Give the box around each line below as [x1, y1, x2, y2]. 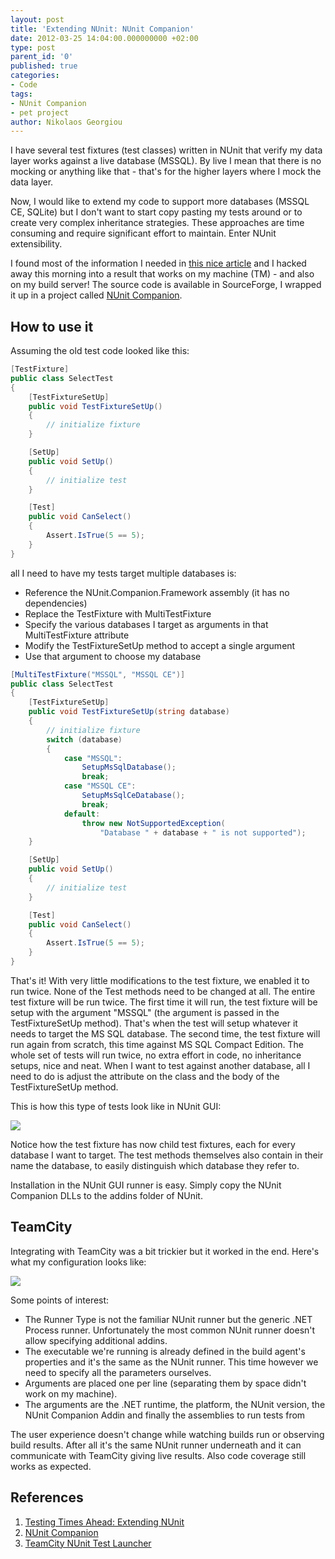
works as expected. [10, 1460, 92, 1472]
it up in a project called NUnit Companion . [10, 289, 183, 301]
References [10, 1489, 84, 1506]
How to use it [10, 318, 94, 335]
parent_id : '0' [10, 52, 74, 62]
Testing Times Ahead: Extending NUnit [24, 1516, 185, 1528]
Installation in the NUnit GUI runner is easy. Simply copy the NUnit [10, 1179, 282, 1191]
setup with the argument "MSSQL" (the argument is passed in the [10, 1006, 280, 1018]
